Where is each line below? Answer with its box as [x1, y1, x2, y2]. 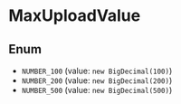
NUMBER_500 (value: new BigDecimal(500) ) [21, 85, 173, 95]
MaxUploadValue [8, 5, 141, 26]
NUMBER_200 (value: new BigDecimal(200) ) [21, 75, 173, 86]
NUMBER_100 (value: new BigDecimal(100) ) [21, 65, 173, 76]
